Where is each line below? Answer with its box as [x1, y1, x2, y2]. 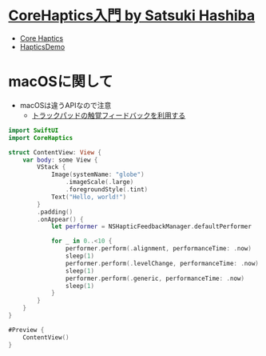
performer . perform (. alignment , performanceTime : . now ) [65, 245, 252, 253]
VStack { [37, 163, 66, 171]
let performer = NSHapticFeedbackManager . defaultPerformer [50, 222, 252, 231]
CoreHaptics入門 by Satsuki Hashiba [8, 6, 256, 25]
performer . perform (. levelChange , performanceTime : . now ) [65, 259, 260, 267]
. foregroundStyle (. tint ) [65, 186, 149, 194]
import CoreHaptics [8, 134, 73, 142]
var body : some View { [22, 156, 98, 164]
